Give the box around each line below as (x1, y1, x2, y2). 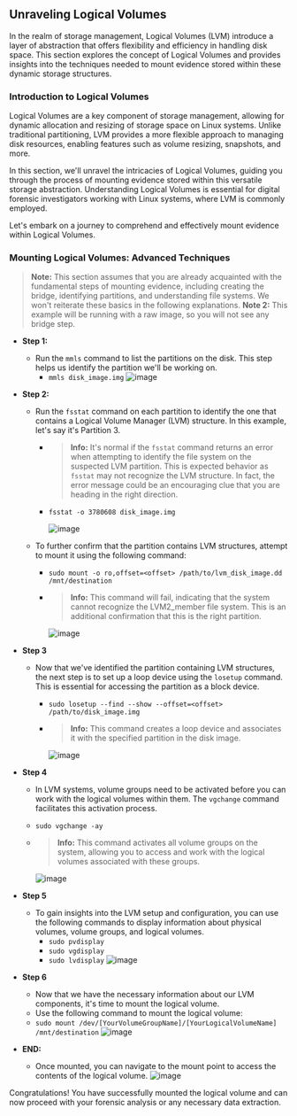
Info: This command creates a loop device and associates (70, 724, 282, 734)
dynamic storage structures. (9, 68, 112, 79)
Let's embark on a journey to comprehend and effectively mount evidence (9, 221, 280, 231)
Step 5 (21, 890, 47, 902)
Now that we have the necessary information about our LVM (34, 989, 255, 1000)
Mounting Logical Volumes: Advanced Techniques (9, 252, 231, 264)
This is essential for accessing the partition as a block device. (34, 681, 260, 692)
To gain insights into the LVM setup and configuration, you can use (34, 908, 279, 918)
